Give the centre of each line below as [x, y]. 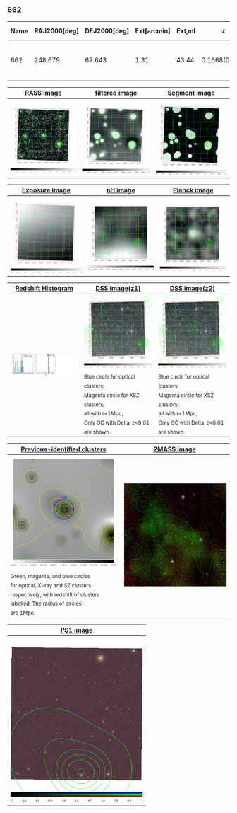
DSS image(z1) [118, 289]
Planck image [193, 190]
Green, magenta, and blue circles [50, 576]
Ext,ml [186, 31]
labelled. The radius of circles [46, 604]
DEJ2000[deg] [107, 31]
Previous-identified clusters [63, 449]
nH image [121, 190]
